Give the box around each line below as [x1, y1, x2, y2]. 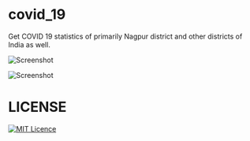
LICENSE [8, 98, 67, 116]
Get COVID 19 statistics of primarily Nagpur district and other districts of [8, 32, 243, 41]
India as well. [8, 39, 51, 49]
